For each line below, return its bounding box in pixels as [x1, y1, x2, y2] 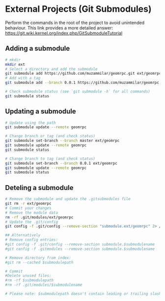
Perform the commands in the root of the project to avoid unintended [5, 20, 145, 26]
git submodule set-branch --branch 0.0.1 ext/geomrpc [5, 161, 118, 165]
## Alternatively [5, 233, 41, 238]
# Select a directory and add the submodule [5, 66, 98, 72]
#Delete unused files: [5, 274, 52, 278]
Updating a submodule [5, 107, 76, 116]
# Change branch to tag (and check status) [5, 156, 96, 161]
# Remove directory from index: [5, 255, 71, 260]
